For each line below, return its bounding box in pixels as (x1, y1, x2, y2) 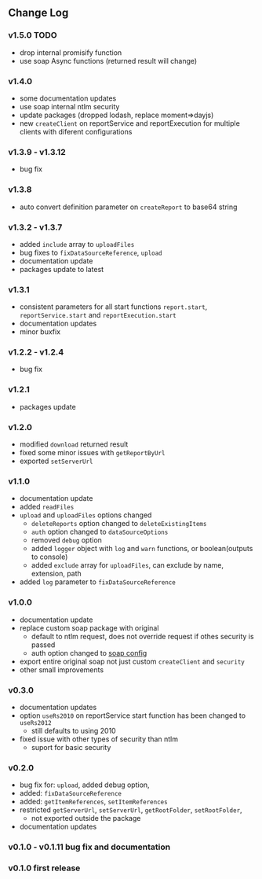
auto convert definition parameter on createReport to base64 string (19, 202, 238, 211)
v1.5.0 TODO (8, 30, 57, 41)
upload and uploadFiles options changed (19, 510, 152, 520)
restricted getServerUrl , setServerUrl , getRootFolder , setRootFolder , (19, 805, 242, 815)
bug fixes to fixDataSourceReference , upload (19, 248, 162, 257)
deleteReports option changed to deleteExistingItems (31, 519, 207, 528)
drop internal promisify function (19, 47, 122, 57)
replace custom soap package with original (19, 623, 159, 632)
